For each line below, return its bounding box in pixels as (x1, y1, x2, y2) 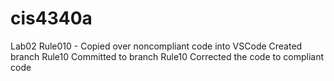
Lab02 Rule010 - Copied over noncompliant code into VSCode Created (10, 40, 303, 52)
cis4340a (10, 7, 93, 30)
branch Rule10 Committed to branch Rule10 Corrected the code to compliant (10, 50, 324, 62)
